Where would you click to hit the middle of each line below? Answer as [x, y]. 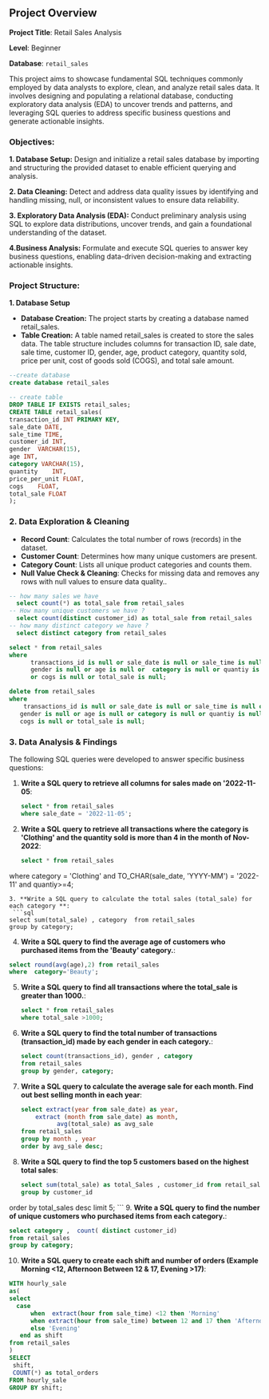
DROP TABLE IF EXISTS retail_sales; [70, 405]
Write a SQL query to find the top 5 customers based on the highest [135, 1161]
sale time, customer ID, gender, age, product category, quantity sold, [134, 352]
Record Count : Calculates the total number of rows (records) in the [131, 539]
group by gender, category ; [67, 1071]
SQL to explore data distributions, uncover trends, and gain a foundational [131, 224]
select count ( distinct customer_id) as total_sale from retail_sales [134, 618]
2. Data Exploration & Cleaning [69, 522]
